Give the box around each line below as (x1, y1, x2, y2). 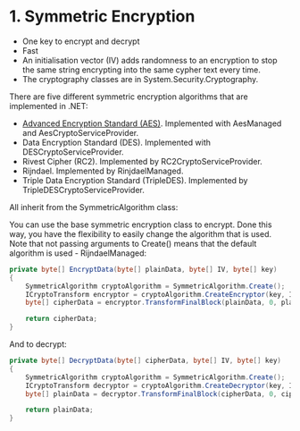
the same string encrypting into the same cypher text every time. (21, 64, 261, 75)
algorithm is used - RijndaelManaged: (9, 248, 147, 258)
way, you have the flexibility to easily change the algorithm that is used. (9, 228, 272, 239)
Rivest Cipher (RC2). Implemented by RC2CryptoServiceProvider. (21, 156, 263, 166)
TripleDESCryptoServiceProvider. (21, 184, 146, 195)
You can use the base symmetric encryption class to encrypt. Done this (9, 219, 272, 230)
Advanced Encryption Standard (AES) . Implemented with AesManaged (21, 118, 282, 129)
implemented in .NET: (9, 100, 88, 111)
